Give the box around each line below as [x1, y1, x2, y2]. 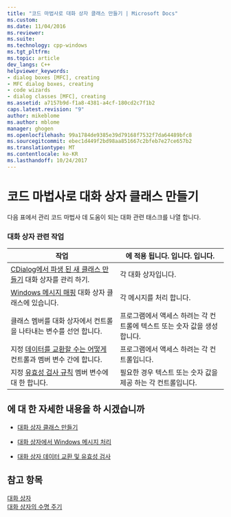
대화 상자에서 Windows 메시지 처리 [16, 437, 112, 445]
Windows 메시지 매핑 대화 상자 [10, 287, 105, 297]
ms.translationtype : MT [7, 144, 76, 151]
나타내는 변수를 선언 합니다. [19, 326, 102, 335]
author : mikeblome [7, 112, 60, 119]
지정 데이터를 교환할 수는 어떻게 [10, 344, 107, 354]
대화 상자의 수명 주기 [7, 503, 63, 511]
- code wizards [7, 87, 51, 93]
